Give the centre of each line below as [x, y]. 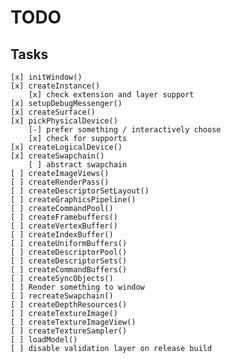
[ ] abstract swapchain [78, 165]
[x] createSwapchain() [57, 156]
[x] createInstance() [55, 86]
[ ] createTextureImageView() [73, 322]
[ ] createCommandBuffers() [69, 270]
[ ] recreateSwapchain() [62, 296]
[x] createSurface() [53, 112]
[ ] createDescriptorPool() [69, 252]
